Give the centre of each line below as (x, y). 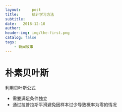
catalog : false (21, 38)
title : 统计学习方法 (30, 14)
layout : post (23, 10)
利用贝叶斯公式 (20, 88)
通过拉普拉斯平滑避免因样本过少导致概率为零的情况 (64, 105)
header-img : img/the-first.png (37, 33)
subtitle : (15, 19)
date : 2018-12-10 (25, 24)
